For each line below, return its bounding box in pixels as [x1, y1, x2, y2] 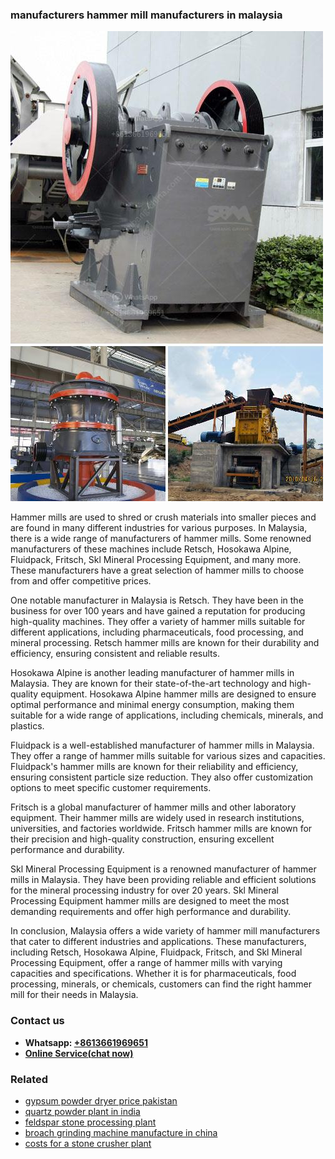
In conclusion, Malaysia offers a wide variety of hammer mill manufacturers [10, 925, 321, 937]
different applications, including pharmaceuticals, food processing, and [10, 626, 304, 638]
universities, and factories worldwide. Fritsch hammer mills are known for [10, 823, 313, 835]
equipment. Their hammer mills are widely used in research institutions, [10, 812, 305, 824]
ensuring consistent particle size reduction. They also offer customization [10, 771, 314, 783]
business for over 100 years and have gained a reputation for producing [10, 605, 306, 617]
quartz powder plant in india [24, 1105, 141, 1117]
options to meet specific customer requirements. [10, 782, 212, 794]
